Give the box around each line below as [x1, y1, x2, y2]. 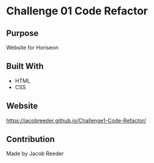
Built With [6, 61, 44, 71]
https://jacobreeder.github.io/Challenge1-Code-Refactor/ [6, 117, 147, 124]
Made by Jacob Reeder [6, 150, 64, 157]
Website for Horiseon [6, 44, 59, 51]
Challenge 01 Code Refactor [6, 4, 148, 18]
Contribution [6, 134, 55, 144]
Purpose [6, 28, 39, 38]
